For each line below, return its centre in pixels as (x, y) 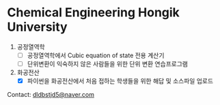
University (37, 27)
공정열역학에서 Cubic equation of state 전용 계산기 (96, 55)
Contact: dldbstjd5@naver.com (51, 95)
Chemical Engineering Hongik (93, 13)
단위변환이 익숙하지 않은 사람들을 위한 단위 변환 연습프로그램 (107, 64)
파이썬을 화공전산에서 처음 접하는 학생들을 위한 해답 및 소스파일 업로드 (120, 81)
